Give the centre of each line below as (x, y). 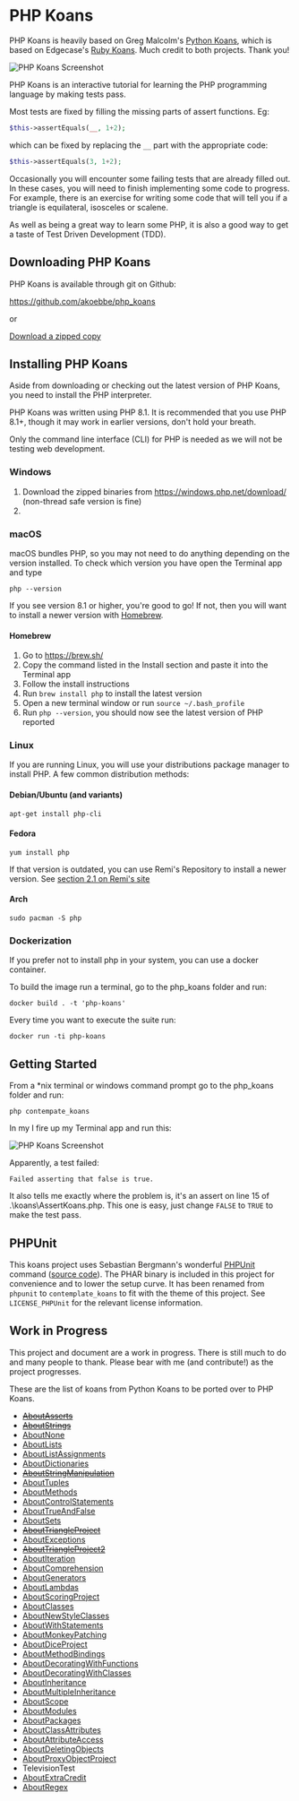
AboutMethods (50, 1492)
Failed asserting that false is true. (81, 1179)
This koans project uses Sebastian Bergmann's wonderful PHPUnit (132, 1264)
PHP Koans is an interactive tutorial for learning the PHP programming (138, 84)
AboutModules (50, 1711)
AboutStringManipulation (68, 1473)
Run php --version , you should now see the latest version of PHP (143, 712)
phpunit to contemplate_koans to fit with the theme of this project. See (137, 1293)
